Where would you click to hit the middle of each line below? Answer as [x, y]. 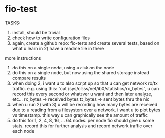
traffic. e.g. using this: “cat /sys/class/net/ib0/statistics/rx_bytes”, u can [85, 88]
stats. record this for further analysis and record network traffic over [82, 126]
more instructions [23, 58]
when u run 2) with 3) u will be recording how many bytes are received [85, 104]
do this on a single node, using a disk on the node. [64, 68]
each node [23, 131]
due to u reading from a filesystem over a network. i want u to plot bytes [86, 110]
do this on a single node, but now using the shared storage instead [81, 72]
